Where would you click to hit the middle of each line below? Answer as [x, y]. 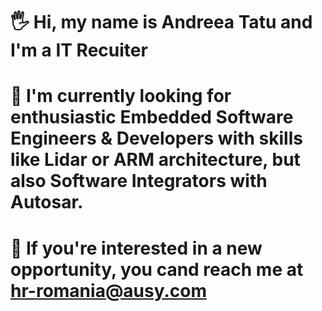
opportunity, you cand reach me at [157, 269]
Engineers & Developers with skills [156, 138]
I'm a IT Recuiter [79, 50]
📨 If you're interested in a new [136, 248]
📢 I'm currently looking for [121, 96]
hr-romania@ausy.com [109, 290]
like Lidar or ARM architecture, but [155, 160]
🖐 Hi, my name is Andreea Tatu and [161, 22]
